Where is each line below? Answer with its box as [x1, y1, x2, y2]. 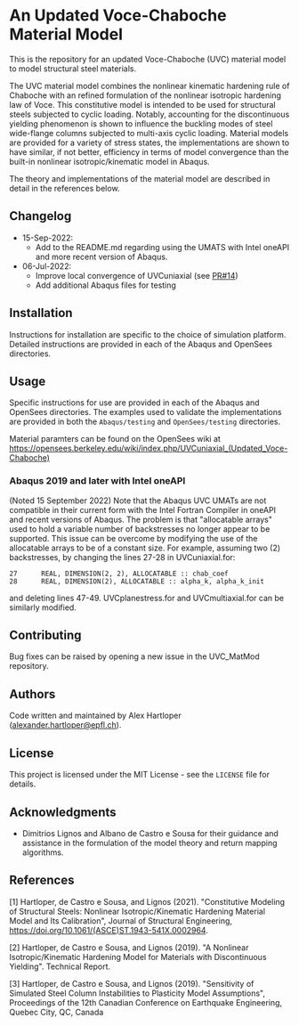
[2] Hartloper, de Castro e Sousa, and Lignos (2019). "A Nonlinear [9, 941, 249, 953]
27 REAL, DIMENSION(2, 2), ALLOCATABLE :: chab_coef [9, 569, 229, 578]
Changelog [9, 208, 72, 224]
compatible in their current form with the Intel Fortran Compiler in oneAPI [9, 504, 277, 515]
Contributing [9, 628, 82, 643]
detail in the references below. [9, 183, 120, 193]
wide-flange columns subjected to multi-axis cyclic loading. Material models [9, 127, 289, 138]
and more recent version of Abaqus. [35, 251, 168, 262]
